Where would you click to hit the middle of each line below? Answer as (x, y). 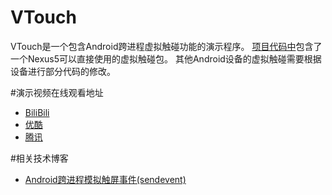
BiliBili (37, 112)
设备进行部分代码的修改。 (63, 71)
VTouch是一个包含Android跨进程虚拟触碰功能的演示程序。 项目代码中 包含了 (166, 46)
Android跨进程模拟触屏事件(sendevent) (105, 179)
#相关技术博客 (39, 158)
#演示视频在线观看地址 (57, 92)
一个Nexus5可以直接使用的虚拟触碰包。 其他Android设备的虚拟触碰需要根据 (166, 58)
